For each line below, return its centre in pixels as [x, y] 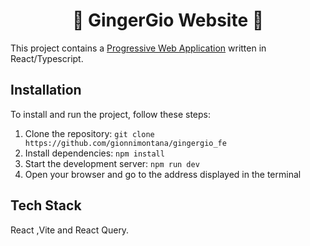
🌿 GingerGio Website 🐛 [168, 20]
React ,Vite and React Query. [70, 230]
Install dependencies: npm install [94, 153]
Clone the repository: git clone [89, 133]
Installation [46, 90]
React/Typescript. [47, 58]
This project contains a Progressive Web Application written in [138, 48]
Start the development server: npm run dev [112, 163]
